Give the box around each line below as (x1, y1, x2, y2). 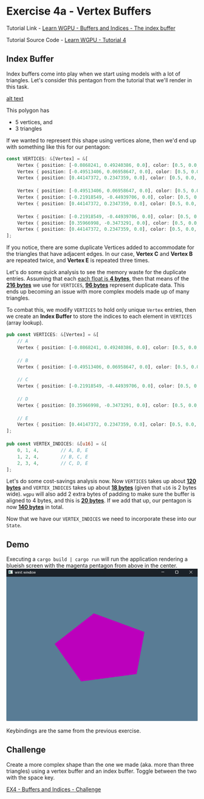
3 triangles (15, 125, 42, 132)
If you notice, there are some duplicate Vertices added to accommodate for (6, 244, 194, 251)
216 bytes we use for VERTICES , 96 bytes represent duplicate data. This (6, 281, 185, 289)
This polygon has (6, 107, 50, 114)
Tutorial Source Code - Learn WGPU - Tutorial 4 (6, 36, 126, 43)
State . (6, 522, 22, 529)
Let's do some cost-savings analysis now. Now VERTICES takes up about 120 (6, 477, 196, 485)
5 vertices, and (15, 118, 53, 125)
